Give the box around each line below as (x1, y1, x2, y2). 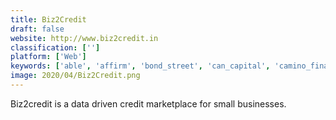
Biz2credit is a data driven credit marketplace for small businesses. (10, 97, 287, 110)
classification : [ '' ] (10, 42, 101, 53)
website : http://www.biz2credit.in (10, 33, 159, 43)
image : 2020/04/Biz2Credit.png (10, 71, 141, 81)
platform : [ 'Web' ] (10, 52, 87, 62)
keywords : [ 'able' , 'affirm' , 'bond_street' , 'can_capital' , (10, 61, 271, 71)
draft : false (10, 24, 65, 34)
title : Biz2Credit (10, 14, 87, 25)
